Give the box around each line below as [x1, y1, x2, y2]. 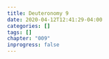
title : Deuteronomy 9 [7, 9, 69, 17]
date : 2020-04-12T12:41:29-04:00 [7, 16, 103, 23]
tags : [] [7, 28, 32, 36]
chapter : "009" [7, 35, 51, 42]
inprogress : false [7, 41, 60, 48]
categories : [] [7, 22, 51, 29]
